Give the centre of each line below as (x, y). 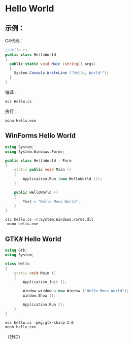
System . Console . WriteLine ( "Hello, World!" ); (62, 73)
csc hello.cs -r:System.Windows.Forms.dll (49, 220)
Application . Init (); (45, 282)
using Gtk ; (16, 250)
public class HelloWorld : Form (38, 161)
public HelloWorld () (36, 192)
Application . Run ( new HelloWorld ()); (63, 179)
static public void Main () (43, 170)
